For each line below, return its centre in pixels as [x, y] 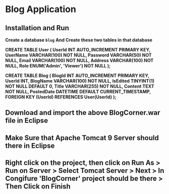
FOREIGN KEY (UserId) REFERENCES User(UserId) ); [61, 97]
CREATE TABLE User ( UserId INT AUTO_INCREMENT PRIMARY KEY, [78, 50]
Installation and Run [37, 28]
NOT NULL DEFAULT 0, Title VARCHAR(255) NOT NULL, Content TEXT [80, 86]
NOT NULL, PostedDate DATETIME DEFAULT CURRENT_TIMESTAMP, [78, 91]
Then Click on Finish [38, 187]
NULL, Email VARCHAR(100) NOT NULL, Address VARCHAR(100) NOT [79, 60]
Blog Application [41, 9]
